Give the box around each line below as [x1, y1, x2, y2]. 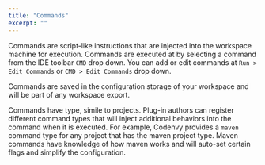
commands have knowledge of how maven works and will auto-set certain [8, 139, 251, 148]
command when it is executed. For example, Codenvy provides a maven [8, 122, 239, 132]
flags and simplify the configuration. [8, 148, 127, 157]
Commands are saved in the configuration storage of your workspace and [8, 81, 249, 91]
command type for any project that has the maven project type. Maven [8, 130, 239, 140]
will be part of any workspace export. [8, 90, 131, 99]
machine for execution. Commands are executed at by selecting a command [8, 49, 257, 59]
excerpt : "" [8, 19, 47, 27]
